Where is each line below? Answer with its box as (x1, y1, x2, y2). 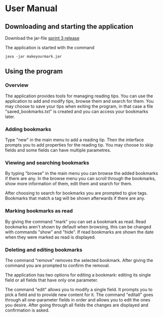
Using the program (5, 67, 63, 75)
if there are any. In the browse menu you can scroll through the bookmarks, (5, 176, 156, 182)
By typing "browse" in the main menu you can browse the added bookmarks (5, 170, 158, 176)
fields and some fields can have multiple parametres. (5, 147, 111, 153)
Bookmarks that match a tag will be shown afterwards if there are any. (5, 195, 145, 201)
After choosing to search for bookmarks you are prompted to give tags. (5, 190, 148, 196)
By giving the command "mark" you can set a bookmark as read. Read (5, 219, 146, 224)
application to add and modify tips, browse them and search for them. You (5, 98, 154, 104)
